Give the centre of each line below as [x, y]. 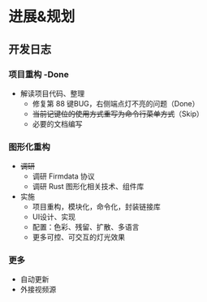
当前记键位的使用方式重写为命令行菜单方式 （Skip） [118, 114]
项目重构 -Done [39, 74]
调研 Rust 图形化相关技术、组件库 [88, 187]
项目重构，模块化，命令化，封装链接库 [96, 207]
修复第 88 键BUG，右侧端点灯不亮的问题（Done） [116, 103]
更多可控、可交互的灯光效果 [79, 237]
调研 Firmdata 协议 [63, 176]
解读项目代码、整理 [52, 93]
